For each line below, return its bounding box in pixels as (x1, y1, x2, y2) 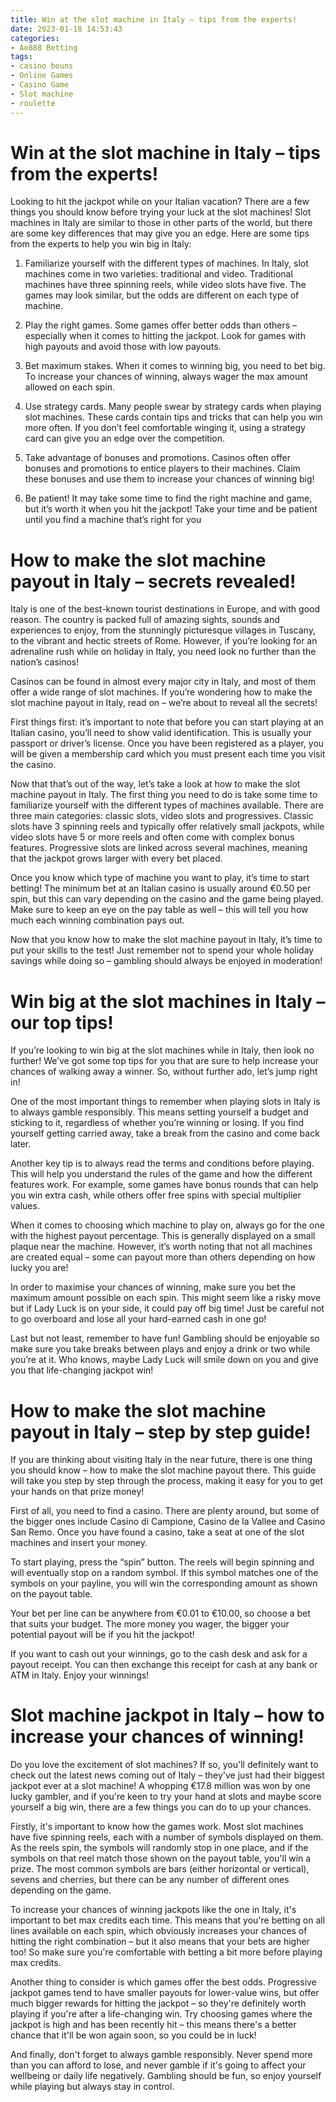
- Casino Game (10, 80, 70, 90)
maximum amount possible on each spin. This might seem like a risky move (10, 1292, 322, 1304)
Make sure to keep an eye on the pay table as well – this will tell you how (10, 904, 309, 916)
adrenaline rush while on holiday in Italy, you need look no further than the (10, 646, 317, 658)
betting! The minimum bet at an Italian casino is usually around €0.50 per (10, 882, 312, 895)
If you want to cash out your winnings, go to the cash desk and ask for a (10, 1648, 308, 1660)
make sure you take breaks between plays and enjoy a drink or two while (10, 1343, 311, 1355)
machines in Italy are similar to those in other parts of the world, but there (10, 217, 313, 229)
